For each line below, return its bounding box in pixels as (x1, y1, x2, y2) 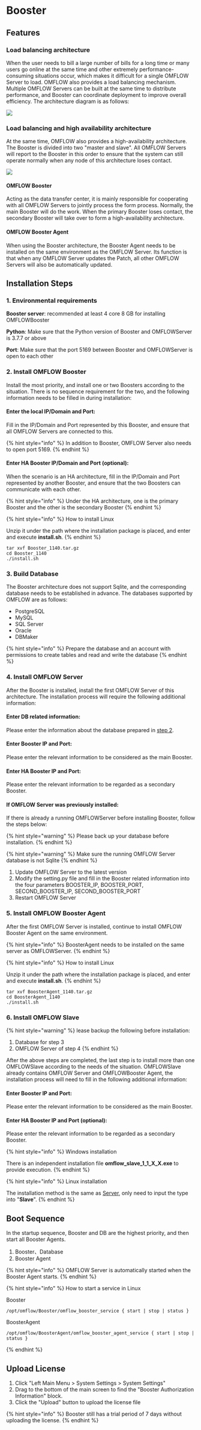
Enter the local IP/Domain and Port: (6, 408, 96, 415)
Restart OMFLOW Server (14, 894, 76, 901)
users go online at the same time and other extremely (6, 66, 139, 73)
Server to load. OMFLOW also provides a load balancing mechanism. (6, 78, 176, 85)
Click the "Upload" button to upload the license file (14, 1399, 141, 1406)
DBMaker (14, 633, 38, 641)
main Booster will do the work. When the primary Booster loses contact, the (6, 208, 193, 216)
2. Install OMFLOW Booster (6, 368, 86, 376)
